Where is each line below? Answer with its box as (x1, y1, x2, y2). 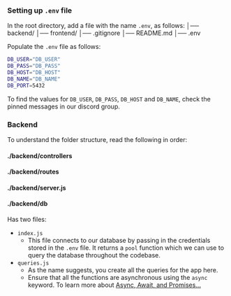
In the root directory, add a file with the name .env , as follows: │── (7, 22, 200, 30)
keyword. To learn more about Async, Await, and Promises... (27, 281, 201, 289)
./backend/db (7, 199, 48, 208)
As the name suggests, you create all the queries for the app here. (27, 265, 218, 274)
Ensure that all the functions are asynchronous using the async (27, 273, 208, 281)
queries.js (17, 260, 50, 267)
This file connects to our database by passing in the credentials (27, 236, 211, 244)
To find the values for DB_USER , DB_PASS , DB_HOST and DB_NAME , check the (7, 94, 211, 103)
